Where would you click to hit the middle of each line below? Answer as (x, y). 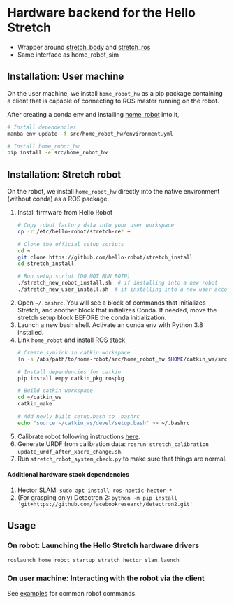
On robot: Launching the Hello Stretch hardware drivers (103, 545)
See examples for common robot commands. (72, 593)
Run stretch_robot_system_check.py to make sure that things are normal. (122, 459)
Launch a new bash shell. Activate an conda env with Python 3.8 (110, 325)
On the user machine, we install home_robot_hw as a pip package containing (115, 93)
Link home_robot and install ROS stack (71, 340)
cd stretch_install (46, 264)
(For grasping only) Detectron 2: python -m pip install (97, 498)
